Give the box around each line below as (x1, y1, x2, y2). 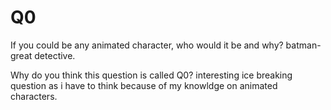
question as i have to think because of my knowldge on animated (10, 79, 278, 91)
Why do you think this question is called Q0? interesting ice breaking (10, 69, 293, 81)
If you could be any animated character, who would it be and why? (10, 39, 284, 51)
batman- (285, 39, 322, 51)
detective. (34, 49, 76, 61)
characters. (10, 90, 58, 102)
